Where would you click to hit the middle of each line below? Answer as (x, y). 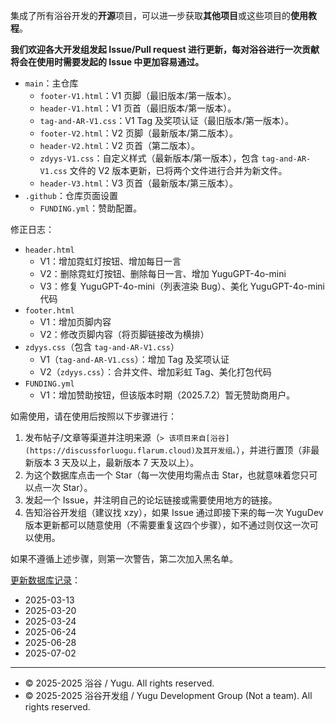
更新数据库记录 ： (45, 580)
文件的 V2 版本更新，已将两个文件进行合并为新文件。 (178, 170)
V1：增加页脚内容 (75, 322)
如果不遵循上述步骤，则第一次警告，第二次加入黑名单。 (124, 558)
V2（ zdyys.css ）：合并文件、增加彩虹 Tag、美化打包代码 (155, 372)
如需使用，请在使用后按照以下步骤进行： (93, 416)
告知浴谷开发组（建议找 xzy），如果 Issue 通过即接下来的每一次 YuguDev (174, 512)
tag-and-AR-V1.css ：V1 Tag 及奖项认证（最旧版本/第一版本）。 (167, 120)
